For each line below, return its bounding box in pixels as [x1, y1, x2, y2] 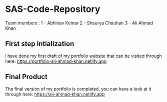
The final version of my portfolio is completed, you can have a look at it [5, 86, 151, 92]
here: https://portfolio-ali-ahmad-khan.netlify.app [5, 58, 107, 64]
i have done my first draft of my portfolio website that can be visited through [5, 53, 162, 59]
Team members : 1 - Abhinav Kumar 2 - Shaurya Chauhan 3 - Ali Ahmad [5, 20, 153, 26]
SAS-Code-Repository [5, 3, 100, 15]
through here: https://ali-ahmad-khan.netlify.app [5, 91, 105, 97]
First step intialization [5, 40, 74, 48]
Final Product [5, 73, 47, 81]
